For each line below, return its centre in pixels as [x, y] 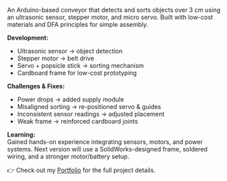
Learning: [21, 134]
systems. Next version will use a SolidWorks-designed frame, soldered [107, 149]
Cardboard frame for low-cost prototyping [77, 73]
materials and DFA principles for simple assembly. [78, 24]
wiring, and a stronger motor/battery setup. [68, 156]
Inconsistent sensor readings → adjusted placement [91, 114]
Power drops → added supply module [71, 99]
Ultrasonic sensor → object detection [70, 51]
